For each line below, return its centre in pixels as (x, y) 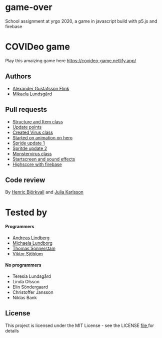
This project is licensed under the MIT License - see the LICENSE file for (79, 325)
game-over (29, 7)
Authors (18, 76)
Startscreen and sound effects (44, 159)
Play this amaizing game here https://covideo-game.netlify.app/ (71, 60)
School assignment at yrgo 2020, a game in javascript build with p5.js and (81, 21)
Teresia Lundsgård (32, 276)
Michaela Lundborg (32, 243)
